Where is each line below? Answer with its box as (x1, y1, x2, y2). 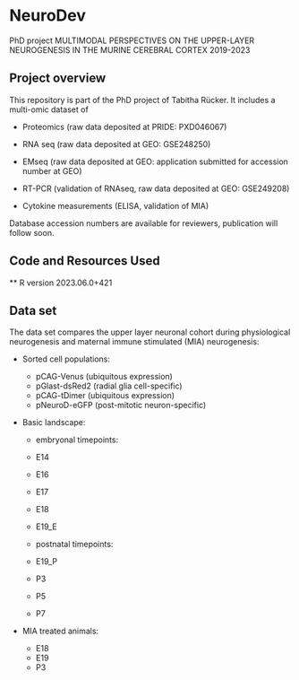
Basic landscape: (21, 417, 86, 428)
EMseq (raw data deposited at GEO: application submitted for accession (21, 156, 289, 167)
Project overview (9, 71, 107, 86)
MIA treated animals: (21, 625, 99, 637)
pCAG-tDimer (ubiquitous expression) (35, 390, 175, 401)
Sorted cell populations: (21, 353, 110, 364)
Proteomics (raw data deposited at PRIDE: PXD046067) (21, 121, 227, 132)
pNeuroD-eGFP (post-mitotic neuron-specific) (35, 400, 207, 411)
